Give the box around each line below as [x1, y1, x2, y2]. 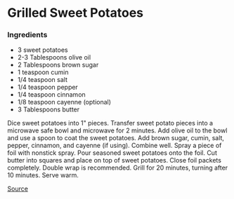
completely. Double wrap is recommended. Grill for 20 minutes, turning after [7, 163, 228, 172]
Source [7, 184, 28, 193]
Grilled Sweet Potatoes [7, 5, 144, 21]
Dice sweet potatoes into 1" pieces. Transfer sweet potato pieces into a [7, 119, 213, 128]
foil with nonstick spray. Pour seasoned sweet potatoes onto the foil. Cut [7, 149, 218, 157]
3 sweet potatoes [17, 46, 68, 54]
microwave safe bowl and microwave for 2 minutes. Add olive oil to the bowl [7, 126, 228, 135]
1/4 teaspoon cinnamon [17, 90, 86, 99]
